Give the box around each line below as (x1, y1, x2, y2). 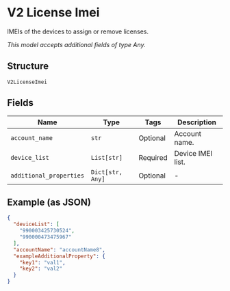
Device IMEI (174, 148, 213, 158)
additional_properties (10, 171, 84, 179)
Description (177, 117, 217, 127)
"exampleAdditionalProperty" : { (13, 253, 106, 260)
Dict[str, (90, 168, 123, 176)
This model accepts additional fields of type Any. (7, 40, 146, 48)
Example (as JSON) (7, 196, 91, 208)
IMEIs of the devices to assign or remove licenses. (7, 27, 149, 36)
